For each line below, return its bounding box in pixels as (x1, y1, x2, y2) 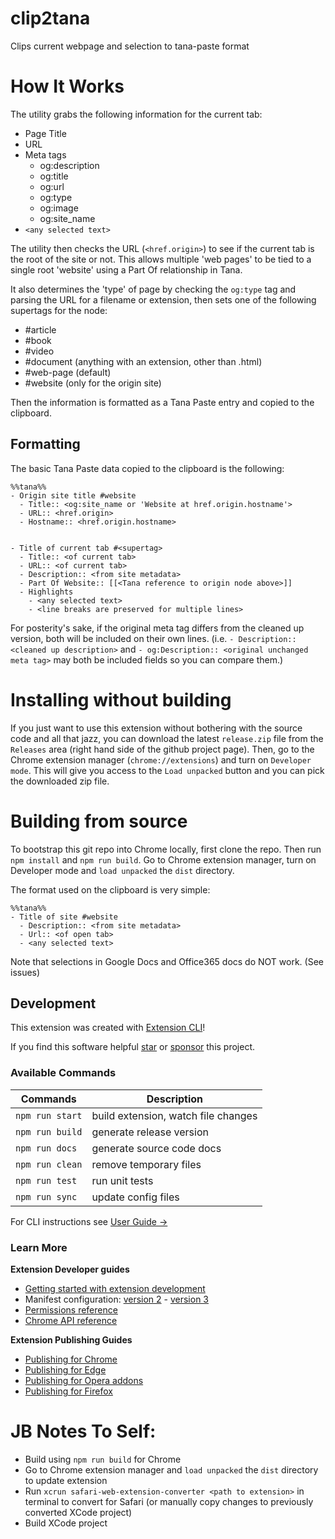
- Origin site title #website (10, 490, 137, 501)
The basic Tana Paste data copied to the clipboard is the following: (10, 462, 285, 474)
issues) (10, 966, 41, 978)
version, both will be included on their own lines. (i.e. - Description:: (10, 632, 297, 644)
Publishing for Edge (24, 1363, 107, 1376)
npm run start (15, 1110, 83, 1121)
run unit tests (91, 1173, 154, 1187)
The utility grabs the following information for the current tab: (10, 108, 263, 120)
